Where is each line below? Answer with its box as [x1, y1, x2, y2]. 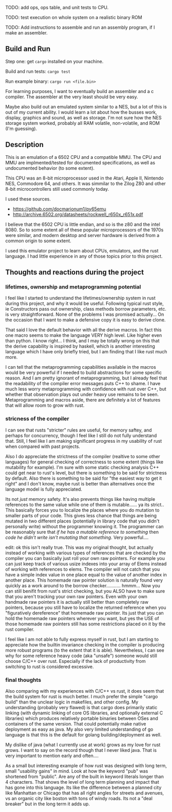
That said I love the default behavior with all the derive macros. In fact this [5, 327, 162, 333]
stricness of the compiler [5, 415, 69, 422]
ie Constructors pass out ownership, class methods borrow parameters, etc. [5, 306, 167, 312]
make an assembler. [5, 30, 48, 35]
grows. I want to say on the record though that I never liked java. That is [5, 747, 157, 753]
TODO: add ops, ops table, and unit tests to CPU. [5, 5, 109, 10]
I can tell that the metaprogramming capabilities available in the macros [5, 364, 157, 370]
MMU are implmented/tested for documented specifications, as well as [5, 159, 156, 166]
